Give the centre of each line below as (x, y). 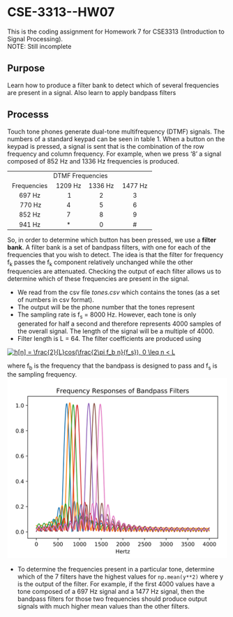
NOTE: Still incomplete (39, 46)
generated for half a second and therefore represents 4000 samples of (119, 324)
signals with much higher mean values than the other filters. (103, 606)
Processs (28, 115)
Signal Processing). (35, 38)
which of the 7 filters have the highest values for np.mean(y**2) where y (120, 576)
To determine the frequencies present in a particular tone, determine (116, 569)
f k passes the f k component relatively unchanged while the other (100, 263)
